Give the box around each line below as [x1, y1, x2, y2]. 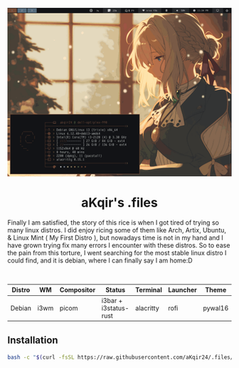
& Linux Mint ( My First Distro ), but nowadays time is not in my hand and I [7, 233, 224, 242]
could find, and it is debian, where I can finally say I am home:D [7, 256, 193, 265]
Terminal [134, 286, 162, 295]
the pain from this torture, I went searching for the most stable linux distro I [7, 248, 227, 257]
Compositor [59, 286, 96, 295]
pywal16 [202, 304, 229, 312]
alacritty [134, 304, 160, 312]
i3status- [101, 304, 129, 312]
